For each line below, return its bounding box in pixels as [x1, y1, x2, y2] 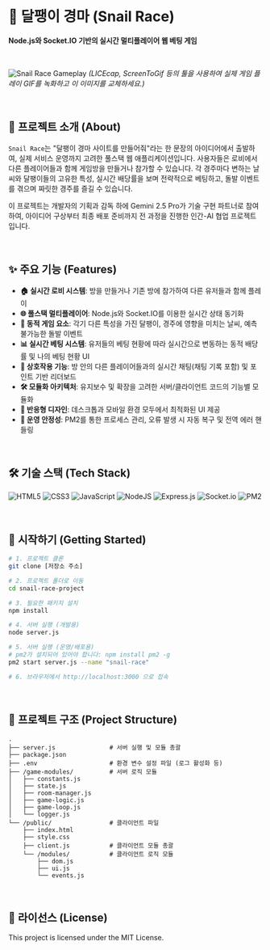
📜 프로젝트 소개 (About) [8, 120, 122, 134]
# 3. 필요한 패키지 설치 [8, 599, 78, 607]
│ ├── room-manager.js [8, 789, 92, 797]
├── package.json [8, 750, 67, 758]
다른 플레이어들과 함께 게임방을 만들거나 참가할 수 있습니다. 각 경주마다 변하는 [8, 163, 251, 173]
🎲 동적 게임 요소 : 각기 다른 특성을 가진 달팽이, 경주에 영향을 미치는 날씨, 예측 [19, 319, 258, 328]
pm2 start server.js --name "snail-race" [8, 658, 150, 666]
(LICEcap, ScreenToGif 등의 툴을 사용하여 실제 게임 [88, 68, 252, 78]
